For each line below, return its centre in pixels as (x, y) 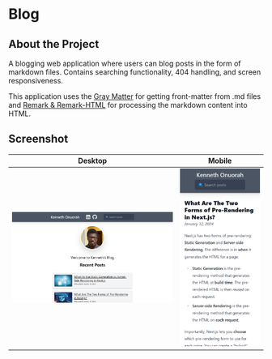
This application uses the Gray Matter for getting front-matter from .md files (135, 96)
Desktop (93, 161)
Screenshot (38, 139)
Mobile (220, 161)
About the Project (54, 44)
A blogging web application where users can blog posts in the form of (125, 63)
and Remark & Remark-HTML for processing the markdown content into (128, 105)
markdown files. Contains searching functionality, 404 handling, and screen (135, 72)
